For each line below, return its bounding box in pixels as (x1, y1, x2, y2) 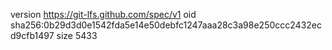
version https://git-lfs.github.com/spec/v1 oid (10, 9, 197, 20)
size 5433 (56, 30, 98, 41)
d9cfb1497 (10, 30, 55, 41)
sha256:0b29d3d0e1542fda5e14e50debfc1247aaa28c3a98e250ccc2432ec (10, 19, 322, 31)
